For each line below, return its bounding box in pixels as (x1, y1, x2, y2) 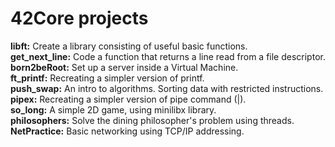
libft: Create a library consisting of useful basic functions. (10, 40, 248, 52)
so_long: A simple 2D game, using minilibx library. (10, 103, 217, 116)
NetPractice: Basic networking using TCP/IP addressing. (10, 125, 245, 137)
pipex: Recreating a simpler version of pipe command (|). (10, 93, 247, 105)
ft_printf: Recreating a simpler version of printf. (10, 72, 205, 84)
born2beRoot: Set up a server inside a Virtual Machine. (10, 61, 239, 73)
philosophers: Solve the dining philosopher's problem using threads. (10, 114, 295, 126)
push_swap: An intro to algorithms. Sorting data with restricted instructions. (10, 82, 324, 94)
